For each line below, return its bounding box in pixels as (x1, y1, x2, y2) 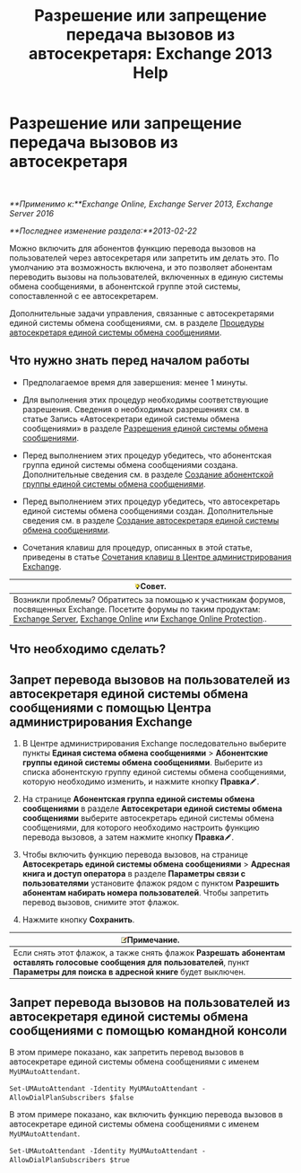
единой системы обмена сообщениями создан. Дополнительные (21, 505, 274, 516)
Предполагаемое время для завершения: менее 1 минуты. (21, 376, 248, 387)
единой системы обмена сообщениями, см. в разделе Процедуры (9, 317, 264, 328)
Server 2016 (9, 207, 55, 218)
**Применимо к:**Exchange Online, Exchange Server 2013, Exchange (9, 198, 273, 209)
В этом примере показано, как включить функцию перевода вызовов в (9, 1109, 284, 1120)
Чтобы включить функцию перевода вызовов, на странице (21, 850, 249, 860)
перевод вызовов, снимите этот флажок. (21, 897, 180, 908)
